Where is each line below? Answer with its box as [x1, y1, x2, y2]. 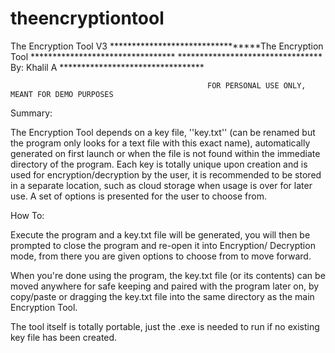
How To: [10, 209, 45, 221]
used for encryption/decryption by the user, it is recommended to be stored [10, 168, 322, 181]
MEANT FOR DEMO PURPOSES [10, 89, 114, 99]
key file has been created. [10, 331, 118, 343]
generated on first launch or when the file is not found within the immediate [10, 147, 321, 159]
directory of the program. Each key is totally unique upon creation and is [10, 158, 308, 170]
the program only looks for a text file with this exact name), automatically [10, 137, 311, 149]
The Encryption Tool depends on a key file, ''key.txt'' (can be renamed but [10, 126, 316, 138]
